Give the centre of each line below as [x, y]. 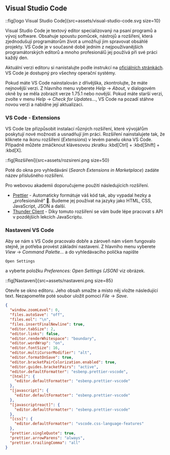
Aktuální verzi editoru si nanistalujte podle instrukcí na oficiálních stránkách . [84, 67]
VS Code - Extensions [33, 118]
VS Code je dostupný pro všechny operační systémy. [61, 73]
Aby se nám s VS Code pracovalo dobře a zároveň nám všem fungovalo [80, 241]
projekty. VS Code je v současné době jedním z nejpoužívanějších [74, 47]
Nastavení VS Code [30, 230]
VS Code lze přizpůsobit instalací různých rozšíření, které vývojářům [77, 129]
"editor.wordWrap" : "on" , [37, 343]
